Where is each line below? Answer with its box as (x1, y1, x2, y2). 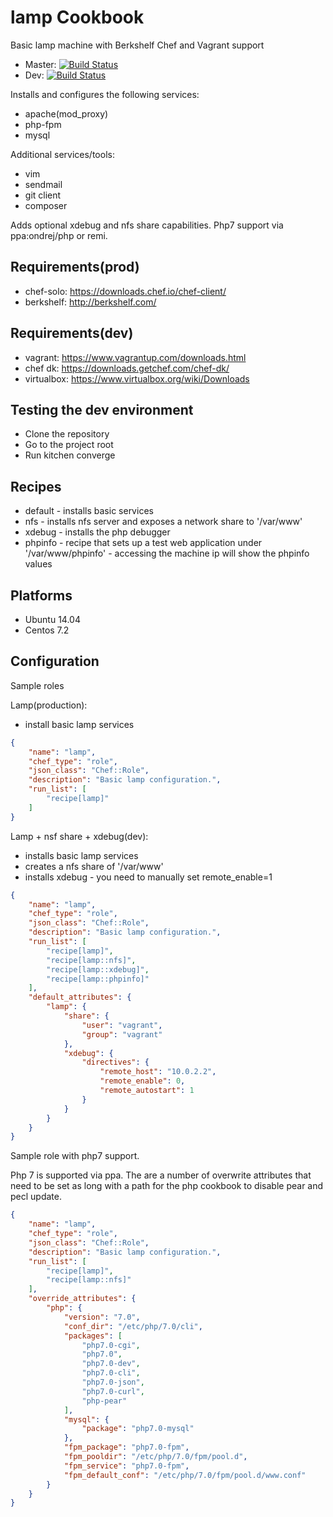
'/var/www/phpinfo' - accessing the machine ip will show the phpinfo (24, 547, 310, 560)
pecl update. (10, 1191, 62, 1203)
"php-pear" (81, 1396, 128, 1406)
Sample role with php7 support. (10, 1150, 140, 1162)
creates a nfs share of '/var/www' (24, 860, 164, 872)
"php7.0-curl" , (81, 1386, 145, 1396)
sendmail (24, 178, 63, 190)
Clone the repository (24, 428, 110, 440)
